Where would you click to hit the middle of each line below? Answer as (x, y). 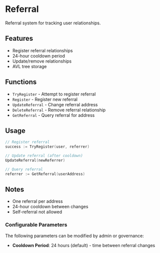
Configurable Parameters (36, 225)
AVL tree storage (29, 66)
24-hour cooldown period (39, 56)
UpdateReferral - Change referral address (55, 104)
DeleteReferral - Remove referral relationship (59, 110)
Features (19, 39)
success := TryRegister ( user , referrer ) (48, 147)
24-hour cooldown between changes (50, 207)
